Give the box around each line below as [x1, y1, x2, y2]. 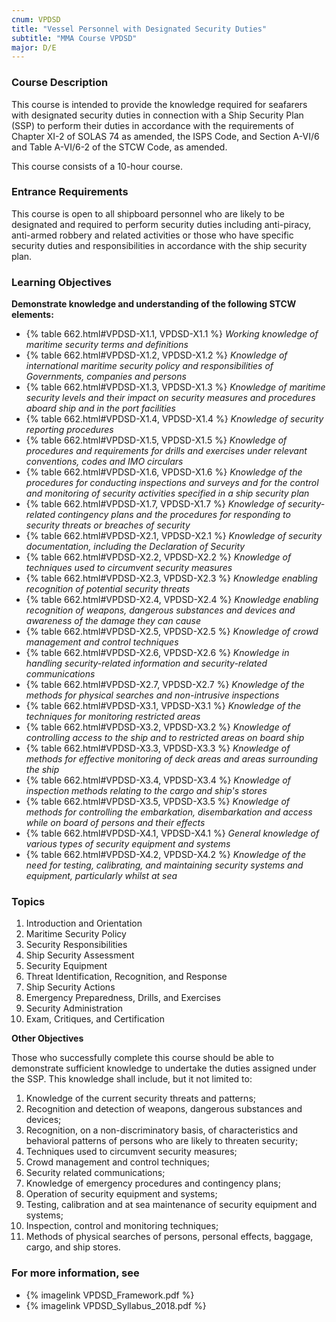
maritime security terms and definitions [25, 339, 189, 351]
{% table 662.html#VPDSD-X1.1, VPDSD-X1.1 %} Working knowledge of [25, 328, 319, 340]
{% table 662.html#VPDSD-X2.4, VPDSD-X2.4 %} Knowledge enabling [25, 594, 319, 606]
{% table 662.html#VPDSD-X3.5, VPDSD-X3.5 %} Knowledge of [25, 796, 291, 808]
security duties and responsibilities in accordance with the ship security [11, 239, 308, 251]
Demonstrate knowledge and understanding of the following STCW [11, 298, 297, 310]
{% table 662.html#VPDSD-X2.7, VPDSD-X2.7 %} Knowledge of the [25, 679, 305, 691]
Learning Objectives [11, 275, 113, 289]
